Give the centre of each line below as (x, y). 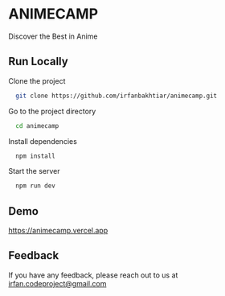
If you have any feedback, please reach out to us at (93, 275)
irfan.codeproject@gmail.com (57, 283)
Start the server (34, 171)
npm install (36, 156)
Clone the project (37, 80)
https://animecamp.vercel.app (58, 231)
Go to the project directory (52, 111)
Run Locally (38, 62)
